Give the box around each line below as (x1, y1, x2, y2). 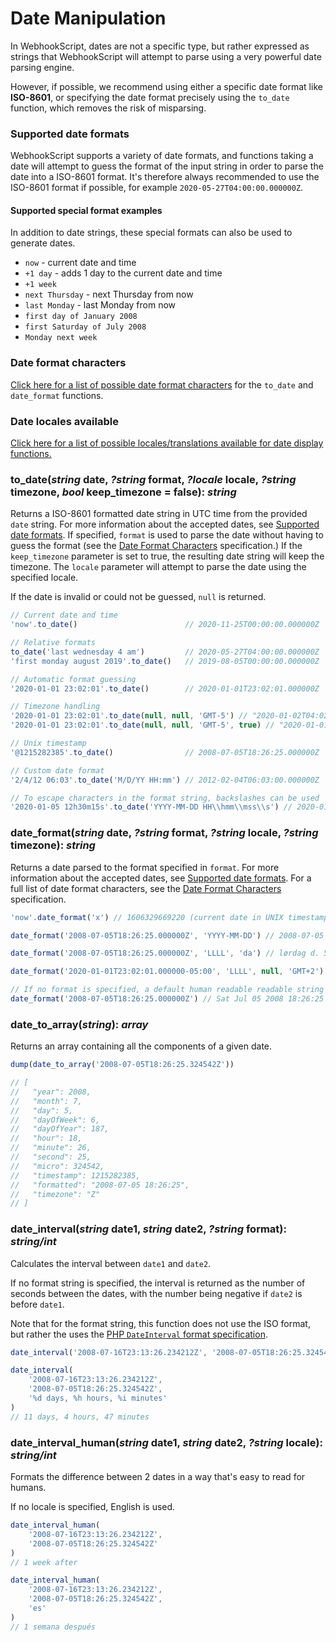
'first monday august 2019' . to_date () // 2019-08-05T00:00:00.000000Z (10, 656, 320, 666)
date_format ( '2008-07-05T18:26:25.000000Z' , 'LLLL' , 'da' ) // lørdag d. (10, 948, 320, 959)
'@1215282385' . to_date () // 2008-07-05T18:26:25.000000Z (10, 747, 320, 757)
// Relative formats (10, 638, 97, 648)
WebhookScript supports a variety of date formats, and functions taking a (10, 150, 314, 162)
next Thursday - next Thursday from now (24, 288, 194, 301)
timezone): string (10, 838, 96, 852)
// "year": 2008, (10, 1087, 92, 1097)
